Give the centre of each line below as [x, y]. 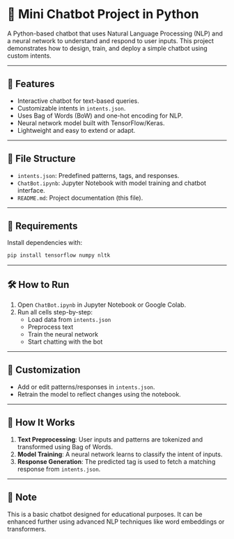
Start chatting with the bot [65, 342]
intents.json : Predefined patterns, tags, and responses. [98, 175]
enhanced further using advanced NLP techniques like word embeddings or [116, 522]
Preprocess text [50, 327]
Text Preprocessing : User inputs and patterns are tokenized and [110, 439]
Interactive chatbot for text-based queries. [78, 101]
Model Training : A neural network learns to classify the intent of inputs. [120, 454]
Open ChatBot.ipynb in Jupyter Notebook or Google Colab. [102, 305]
